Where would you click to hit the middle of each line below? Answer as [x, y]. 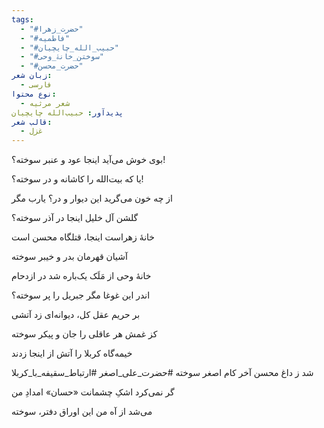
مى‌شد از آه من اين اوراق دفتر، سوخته [82, 412]
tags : [22, 19]
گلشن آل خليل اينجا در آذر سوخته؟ [75, 218]
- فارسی [36, 85]
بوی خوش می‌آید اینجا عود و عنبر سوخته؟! [88, 160]
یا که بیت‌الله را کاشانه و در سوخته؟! [77, 179]
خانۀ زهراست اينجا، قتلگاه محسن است [83, 237]
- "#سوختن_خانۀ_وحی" [62, 57]
